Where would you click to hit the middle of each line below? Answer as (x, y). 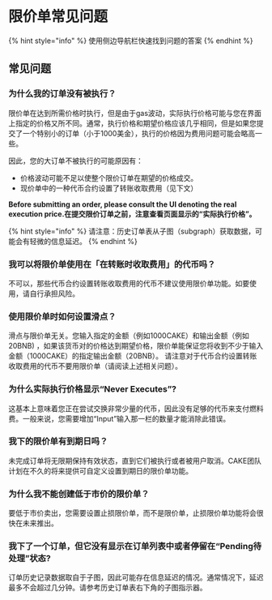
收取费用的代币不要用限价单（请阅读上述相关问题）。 (95, 366)
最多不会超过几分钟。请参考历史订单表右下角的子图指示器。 (108, 588)
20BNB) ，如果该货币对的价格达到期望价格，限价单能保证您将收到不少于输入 (136, 346)
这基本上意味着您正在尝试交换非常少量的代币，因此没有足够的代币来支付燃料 (136, 408)
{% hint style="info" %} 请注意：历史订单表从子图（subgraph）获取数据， (132, 231)
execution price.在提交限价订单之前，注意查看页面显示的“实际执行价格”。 (132, 214)
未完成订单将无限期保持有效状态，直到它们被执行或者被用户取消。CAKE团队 (135, 461)
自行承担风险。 (54, 294)
